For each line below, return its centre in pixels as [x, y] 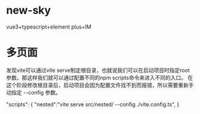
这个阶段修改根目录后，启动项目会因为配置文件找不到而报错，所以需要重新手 [100, 85]
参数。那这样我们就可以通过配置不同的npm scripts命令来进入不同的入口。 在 [100, 77]
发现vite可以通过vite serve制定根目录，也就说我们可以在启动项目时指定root [98, 70]
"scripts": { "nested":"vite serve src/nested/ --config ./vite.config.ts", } [93, 104]
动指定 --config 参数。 [34, 92]
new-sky [29, 10]
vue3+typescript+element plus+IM [49, 27]
